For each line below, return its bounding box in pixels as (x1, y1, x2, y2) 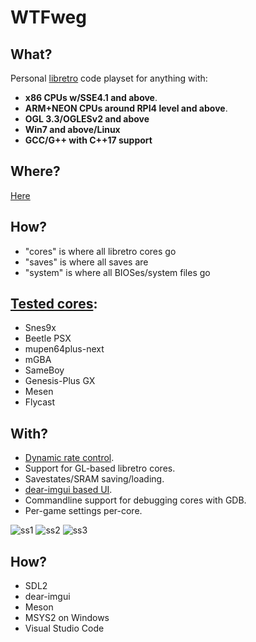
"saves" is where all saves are (24, 256, 149, 268)
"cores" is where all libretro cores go (24, 245, 177, 257)
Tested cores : (10, 296, 98, 313)
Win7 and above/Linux (24, 124, 121, 135)
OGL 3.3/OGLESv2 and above (24, 113, 150, 125)
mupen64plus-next (24, 343, 105, 355)
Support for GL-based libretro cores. (24, 462, 176, 475)
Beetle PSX (24, 332, 72, 345)
